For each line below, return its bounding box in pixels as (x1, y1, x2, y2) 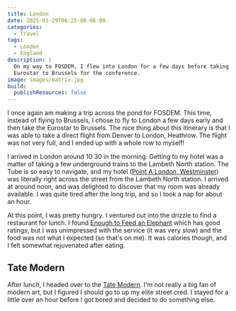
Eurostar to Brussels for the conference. (13, 69, 141, 76)
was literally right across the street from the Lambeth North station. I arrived (7, 175, 229, 184)
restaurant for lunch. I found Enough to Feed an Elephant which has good (7, 218, 220, 227)
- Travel (13, 30, 40, 37)
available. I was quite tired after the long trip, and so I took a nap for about (7, 190, 223, 199)
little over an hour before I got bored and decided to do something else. (7, 295, 216, 304)
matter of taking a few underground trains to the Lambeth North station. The (7, 160, 229, 168)
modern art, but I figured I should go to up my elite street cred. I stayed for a (7, 288, 229, 296)
